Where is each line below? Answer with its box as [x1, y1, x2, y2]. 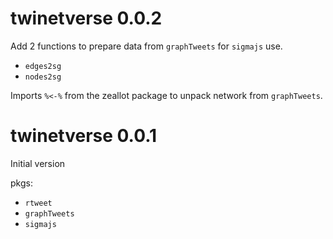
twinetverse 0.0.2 [10, 7, 163, 30]
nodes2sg [24, 72, 62, 82]
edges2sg [24, 61, 62, 71]
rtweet [24, 198, 53, 208]
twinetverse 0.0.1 [10, 125, 158, 147]
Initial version [10, 157, 66, 169]
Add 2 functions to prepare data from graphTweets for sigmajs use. [10, 40, 283, 52]
